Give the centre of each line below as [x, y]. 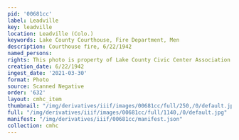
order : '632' [27, 93]
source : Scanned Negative [46, 86]
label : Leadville [33, 21]
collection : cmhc [33, 126]
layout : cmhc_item [34, 100]
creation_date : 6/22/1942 [46, 66]
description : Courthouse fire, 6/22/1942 [70, 47]
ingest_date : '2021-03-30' [47, 73]
